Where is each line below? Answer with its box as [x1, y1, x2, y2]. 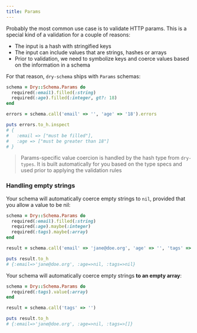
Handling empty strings [6, 182, 75, 190]
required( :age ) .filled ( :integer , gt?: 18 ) [11, 95, 117, 101]
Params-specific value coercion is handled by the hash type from [20, 154, 180, 161]
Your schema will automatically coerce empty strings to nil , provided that [6, 195, 186, 202]
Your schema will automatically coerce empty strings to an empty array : [6, 272, 182, 279]
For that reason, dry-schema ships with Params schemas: [6, 72, 141, 80]
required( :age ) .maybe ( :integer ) [11, 223, 91, 230]
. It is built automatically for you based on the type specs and [34, 160, 183, 168]
